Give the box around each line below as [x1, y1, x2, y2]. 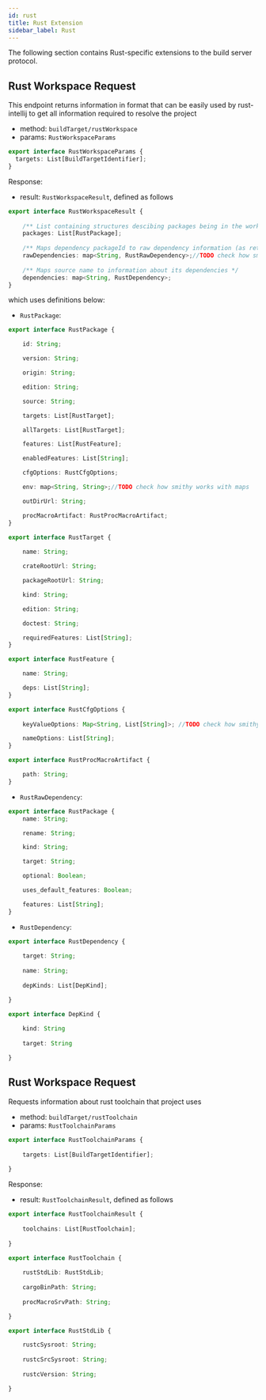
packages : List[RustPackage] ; [22, 230, 123, 237]
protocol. [8, 56, 38, 66]
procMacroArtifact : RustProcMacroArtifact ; [22, 511, 169, 519]
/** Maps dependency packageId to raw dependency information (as [22, 245, 246, 252]
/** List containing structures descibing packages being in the [22, 222, 243, 230]
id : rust [8, 11, 37, 20]
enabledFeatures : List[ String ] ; [22, 454, 129, 463]
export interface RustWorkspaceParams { [8, 148, 144, 156]
